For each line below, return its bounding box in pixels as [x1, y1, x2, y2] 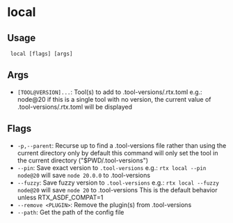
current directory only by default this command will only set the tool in [17, 148, 218, 157]
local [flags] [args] [10, 50, 73, 57]
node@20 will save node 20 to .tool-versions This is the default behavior [17, 185, 218, 194]
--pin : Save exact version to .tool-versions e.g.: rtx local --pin [17, 163, 207, 171]
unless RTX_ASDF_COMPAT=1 [17, 193, 104, 201]
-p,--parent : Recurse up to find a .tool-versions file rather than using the [17, 141, 227, 150]
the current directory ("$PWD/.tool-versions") [17, 156, 148, 164]
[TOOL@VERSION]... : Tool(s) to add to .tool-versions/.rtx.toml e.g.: [17, 88, 203, 96]
